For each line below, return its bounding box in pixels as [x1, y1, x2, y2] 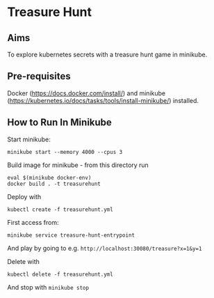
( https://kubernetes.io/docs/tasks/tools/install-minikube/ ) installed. [7, 96, 199, 104]
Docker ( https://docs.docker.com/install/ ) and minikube [7, 88, 165, 97]
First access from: [7, 218, 59, 226]
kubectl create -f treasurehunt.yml [7, 206, 113, 213]
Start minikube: [7, 135, 51, 143]
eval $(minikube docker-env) [7, 174, 92, 181]
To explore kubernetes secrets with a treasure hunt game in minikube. [7, 50, 208, 58]
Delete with [7, 257, 40, 265]
